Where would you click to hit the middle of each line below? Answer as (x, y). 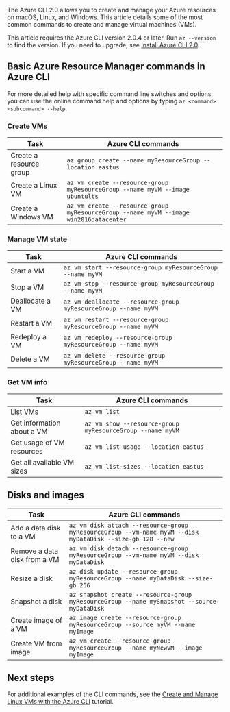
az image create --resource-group (125, 617)
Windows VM (32, 217)
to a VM (23, 536)
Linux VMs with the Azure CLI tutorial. (61, 702)
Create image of (37, 620)
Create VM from (36, 643)
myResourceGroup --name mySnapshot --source (143, 601)
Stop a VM (27, 287)
